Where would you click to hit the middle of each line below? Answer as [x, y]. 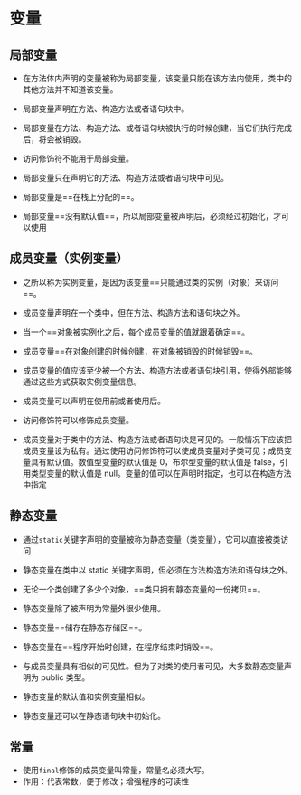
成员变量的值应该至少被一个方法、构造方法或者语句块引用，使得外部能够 [157, 370]
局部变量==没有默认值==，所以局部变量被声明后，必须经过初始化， [148, 216]
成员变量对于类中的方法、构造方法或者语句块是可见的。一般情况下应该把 [157, 439]
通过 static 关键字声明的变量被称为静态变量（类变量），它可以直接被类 [151, 539]
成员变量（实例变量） [69, 259]
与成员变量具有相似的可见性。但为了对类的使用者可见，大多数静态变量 [153, 666]
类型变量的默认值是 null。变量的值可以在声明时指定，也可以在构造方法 [161, 473]
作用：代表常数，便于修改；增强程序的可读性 [106, 781]
